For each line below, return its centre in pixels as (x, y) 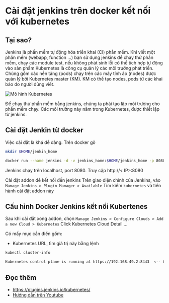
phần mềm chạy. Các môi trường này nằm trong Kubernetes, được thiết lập (82, 109)
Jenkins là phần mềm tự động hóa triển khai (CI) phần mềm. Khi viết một (80, 52)
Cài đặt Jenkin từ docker (45, 130)
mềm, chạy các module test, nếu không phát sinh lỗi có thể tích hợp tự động (84, 63)
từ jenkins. (16, 114)
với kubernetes (37, 21)
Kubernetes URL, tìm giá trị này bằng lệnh (56, 244)
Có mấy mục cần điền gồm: (34, 234)
